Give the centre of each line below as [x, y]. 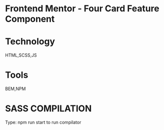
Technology [30, 42]
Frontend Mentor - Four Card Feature [82, 9]
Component [30, 19]
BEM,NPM [16, 89]
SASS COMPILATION [48, 109]
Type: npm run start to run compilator [43, 122]
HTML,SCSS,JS [21, 55]
